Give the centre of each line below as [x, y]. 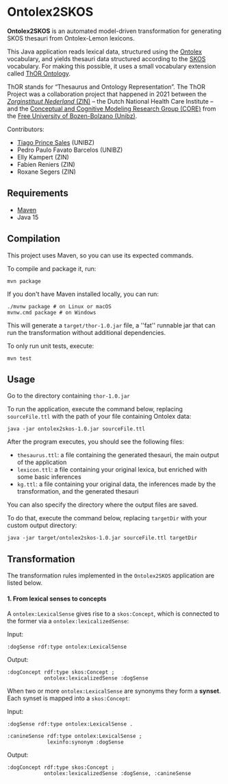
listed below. [25, 583]
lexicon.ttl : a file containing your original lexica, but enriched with [112, 470]
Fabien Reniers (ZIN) [46, 164]
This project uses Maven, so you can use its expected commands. [100, 255]
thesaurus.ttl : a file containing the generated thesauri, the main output [118, 455]
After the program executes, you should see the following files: [96, 442]
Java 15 [28, 217]
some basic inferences [49, 477]
